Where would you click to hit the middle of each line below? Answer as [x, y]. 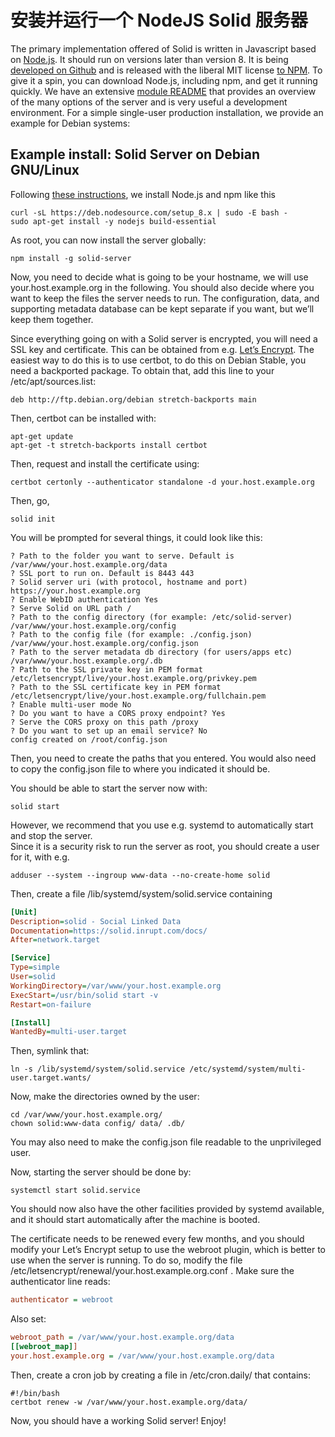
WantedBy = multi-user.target [69, 1032]
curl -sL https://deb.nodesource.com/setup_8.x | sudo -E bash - [149, 212]
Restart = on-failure [51, 1004]
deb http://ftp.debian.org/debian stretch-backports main [133, 399]
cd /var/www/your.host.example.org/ [86, 1115]
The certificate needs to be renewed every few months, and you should [157, 1239]
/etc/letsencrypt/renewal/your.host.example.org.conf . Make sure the [152, 1271]
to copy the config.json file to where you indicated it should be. [140, 768]
